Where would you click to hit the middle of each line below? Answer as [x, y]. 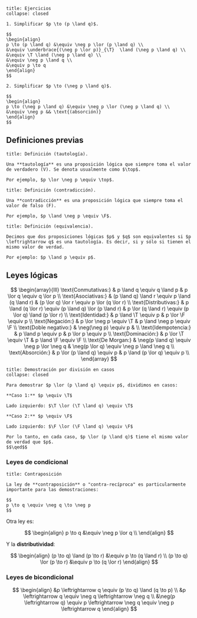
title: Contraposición [34, 474]
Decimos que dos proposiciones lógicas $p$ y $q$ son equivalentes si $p [99, 236]
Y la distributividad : [31, 544]
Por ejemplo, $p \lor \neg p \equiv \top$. [60, 180]
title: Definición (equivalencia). [50, 226]
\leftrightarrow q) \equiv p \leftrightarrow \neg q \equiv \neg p [99, 603]
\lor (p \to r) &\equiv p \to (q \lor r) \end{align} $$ [99, 562]
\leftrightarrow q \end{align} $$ [99, 609]
